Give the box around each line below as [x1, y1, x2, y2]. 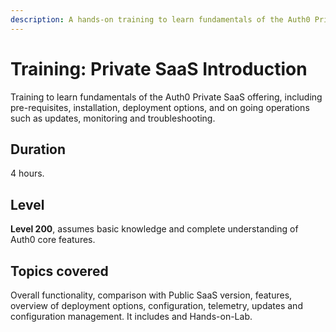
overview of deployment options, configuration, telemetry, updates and [10, 300, 303, 311]
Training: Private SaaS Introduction [10, 57, 308, 80]
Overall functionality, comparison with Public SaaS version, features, [10, 289, 293, 301]
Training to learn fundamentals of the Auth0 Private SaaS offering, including [10, 91, 323, 103]
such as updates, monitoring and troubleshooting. [10, 112, 216, 124]
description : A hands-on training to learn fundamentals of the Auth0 [10, 14, 311, 25]
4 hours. [10, 167, 45, 180]
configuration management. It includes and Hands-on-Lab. [10, 311, 253, 322]
